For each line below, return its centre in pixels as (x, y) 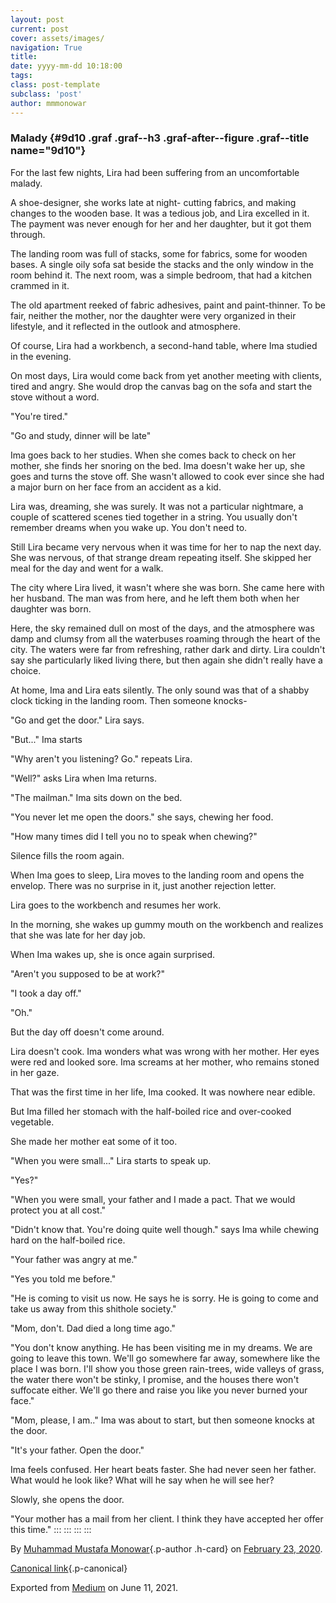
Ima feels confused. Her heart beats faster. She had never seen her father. (163, 1469)
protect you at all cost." (58, 1210)
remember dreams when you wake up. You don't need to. (129, 527)
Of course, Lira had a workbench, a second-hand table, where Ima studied (164, 345)
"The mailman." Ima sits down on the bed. (96, 797)
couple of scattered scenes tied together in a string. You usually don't (154, 517)
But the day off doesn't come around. (87, 1032)
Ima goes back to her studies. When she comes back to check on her (153, 455)
